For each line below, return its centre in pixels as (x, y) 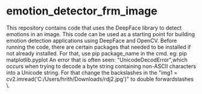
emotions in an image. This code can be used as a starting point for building (101, 34)
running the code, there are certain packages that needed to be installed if (99, 47)
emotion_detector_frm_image (82, 11)
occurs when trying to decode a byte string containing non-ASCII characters (101, 66)
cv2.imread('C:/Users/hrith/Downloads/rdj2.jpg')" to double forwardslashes (100, 79)
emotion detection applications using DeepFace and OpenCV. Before (92, 40)
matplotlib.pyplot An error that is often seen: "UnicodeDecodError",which (97, 60)
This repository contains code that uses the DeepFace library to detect (94, 28)
